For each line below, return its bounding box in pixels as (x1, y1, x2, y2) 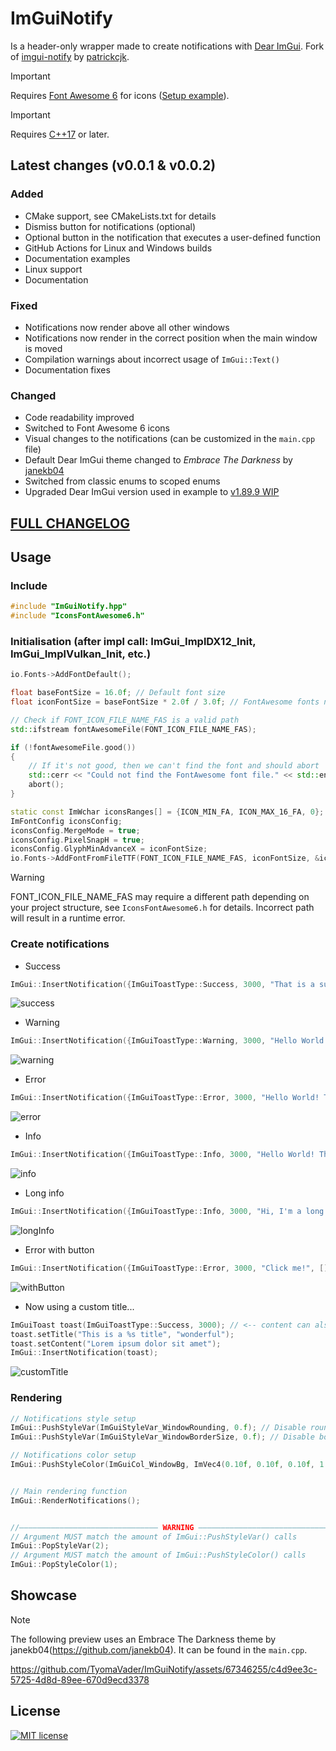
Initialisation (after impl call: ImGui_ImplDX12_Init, (10, 634, 257, 648)
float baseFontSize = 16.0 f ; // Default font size (10, 688, 226, 698)
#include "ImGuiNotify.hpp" (10, 602, 128, 612)
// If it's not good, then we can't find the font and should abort (28, 761, 320, 771)
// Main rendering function (10, 1486, 128, 1496)
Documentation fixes (24, 363, 111, 376)
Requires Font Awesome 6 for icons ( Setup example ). (10, 89, 230, 101)
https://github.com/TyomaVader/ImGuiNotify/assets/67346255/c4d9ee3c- (10, 1663, 318, 1675)
